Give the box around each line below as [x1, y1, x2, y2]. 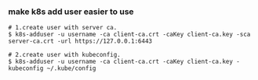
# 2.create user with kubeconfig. [8, 51, 122, 59]
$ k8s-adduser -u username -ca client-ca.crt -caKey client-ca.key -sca [8, 30, 251, 39]
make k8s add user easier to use [8, 6, 135, 17]
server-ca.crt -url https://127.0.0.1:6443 [8, 37, 153, 45]
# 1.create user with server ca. [8, 24, 118, 32]
